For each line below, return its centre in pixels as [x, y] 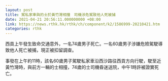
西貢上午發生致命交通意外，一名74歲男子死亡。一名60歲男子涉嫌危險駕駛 [82, 44]
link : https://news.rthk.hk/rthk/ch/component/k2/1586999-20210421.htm [82, 24]
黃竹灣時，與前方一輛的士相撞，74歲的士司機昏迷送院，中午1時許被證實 [80, 67]
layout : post [19, 10]
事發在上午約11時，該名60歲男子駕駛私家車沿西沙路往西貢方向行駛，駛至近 [83, 61]
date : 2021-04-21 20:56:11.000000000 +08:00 [53, 19]
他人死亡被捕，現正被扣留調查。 [43, 50]
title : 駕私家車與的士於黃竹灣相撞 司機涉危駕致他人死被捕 [60, 15]
